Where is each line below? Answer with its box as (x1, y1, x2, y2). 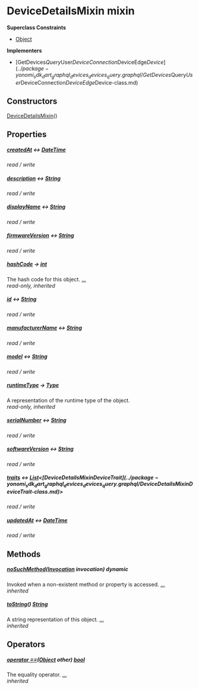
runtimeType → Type (7, 381, 59, 389)
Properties (7, 129, 47, 139)
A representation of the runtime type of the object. (7, 396, 130, 404)
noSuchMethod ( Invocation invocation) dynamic (7, 566, 128, 573)
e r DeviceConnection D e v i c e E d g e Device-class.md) (15, 79, 138, 86)
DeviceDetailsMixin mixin (7, 4, 135, 18)
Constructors (7, 97, 58, 107)
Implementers (7, 46, 42, 54)
